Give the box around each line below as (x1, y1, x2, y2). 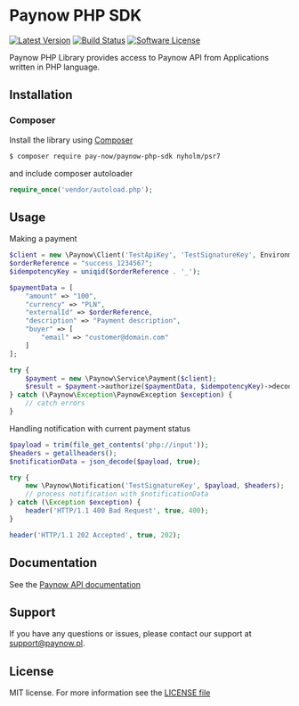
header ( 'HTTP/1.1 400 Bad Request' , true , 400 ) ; (25, 506, 209, 515)
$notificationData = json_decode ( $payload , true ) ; (9, 456, 201, 466)
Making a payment (9, 234, 77, 244)
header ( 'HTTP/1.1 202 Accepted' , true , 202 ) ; (9, 530, 181, 539)
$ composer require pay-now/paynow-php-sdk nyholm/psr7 (9, 152, 221, 160)
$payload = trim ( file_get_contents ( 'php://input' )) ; (9, 440, 209, 449)
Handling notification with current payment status (9, 423, 191, 433)
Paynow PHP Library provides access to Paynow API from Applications (9, 52, 270, 62)
